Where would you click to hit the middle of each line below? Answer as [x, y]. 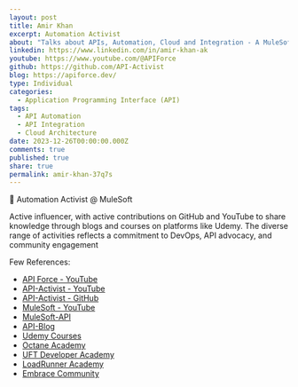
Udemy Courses [51, 336]
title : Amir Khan [41, 26]
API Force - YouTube [60, 280]
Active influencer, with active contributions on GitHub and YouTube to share [148, 217]
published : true [39, 158]
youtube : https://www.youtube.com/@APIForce [93, 59]
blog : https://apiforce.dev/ [63, 75]
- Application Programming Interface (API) [98, 100]
